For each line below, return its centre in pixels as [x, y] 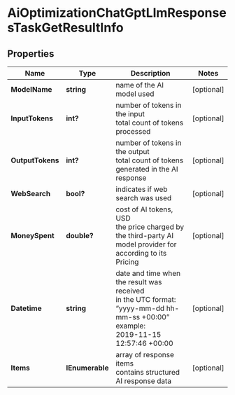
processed [133, 131]
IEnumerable [87, 368]
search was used [143, 198]
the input [130, 114]
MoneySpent [33, 236]
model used [135, 94]
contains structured [148, 372]
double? [80, 236]
